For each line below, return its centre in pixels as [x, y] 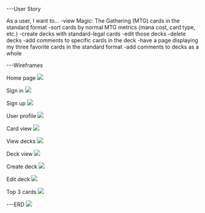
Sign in [15, 91]
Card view [19, 129]
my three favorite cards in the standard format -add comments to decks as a [102, 47]
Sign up [16, 103]
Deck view [20, 154]
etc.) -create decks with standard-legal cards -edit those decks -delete [96, 34]
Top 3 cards [21, 192]
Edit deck [18, 179]
